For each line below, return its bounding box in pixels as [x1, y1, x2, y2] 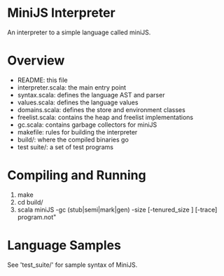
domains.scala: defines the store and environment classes [17, 105, 185, 113]
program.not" [17, 212, 57, 221]
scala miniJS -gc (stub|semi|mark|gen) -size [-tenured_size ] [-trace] [17, 205, 218, 214]
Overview [7, 53, 65, 69]
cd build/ [17, 198, 43, 206]
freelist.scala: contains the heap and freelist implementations [17, 113, 194, 121]
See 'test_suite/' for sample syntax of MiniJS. [7, 261, 138, 269]
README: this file [17, 76, 68, 84]
